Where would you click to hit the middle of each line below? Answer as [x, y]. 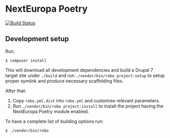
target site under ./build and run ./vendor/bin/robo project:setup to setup [85, 75]
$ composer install [26, 61]
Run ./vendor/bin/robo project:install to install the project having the [88, 106]
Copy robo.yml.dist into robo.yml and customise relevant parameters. [86, 100]
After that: [16, 91]
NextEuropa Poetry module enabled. [51, 111]
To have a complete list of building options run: [54, 121]
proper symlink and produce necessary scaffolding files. [64, 81]
